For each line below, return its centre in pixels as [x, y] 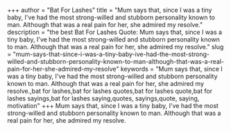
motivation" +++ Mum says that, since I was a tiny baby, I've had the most [113, 106]
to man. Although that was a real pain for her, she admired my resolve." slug [115, 47]
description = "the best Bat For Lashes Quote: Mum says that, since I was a [115, 32]
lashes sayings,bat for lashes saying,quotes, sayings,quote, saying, [103, 98]
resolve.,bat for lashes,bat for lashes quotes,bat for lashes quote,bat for [110, 91]
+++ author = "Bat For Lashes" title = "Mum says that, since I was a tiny [110, 10]
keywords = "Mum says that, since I [172, 69]
